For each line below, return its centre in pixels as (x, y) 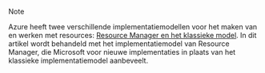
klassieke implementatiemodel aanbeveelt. (78, 60)
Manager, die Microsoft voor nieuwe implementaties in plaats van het (122, 52)
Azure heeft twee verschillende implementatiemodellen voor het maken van (133, 27)
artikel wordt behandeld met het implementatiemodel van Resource (119, 44)
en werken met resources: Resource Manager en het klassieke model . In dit (132, 35)
